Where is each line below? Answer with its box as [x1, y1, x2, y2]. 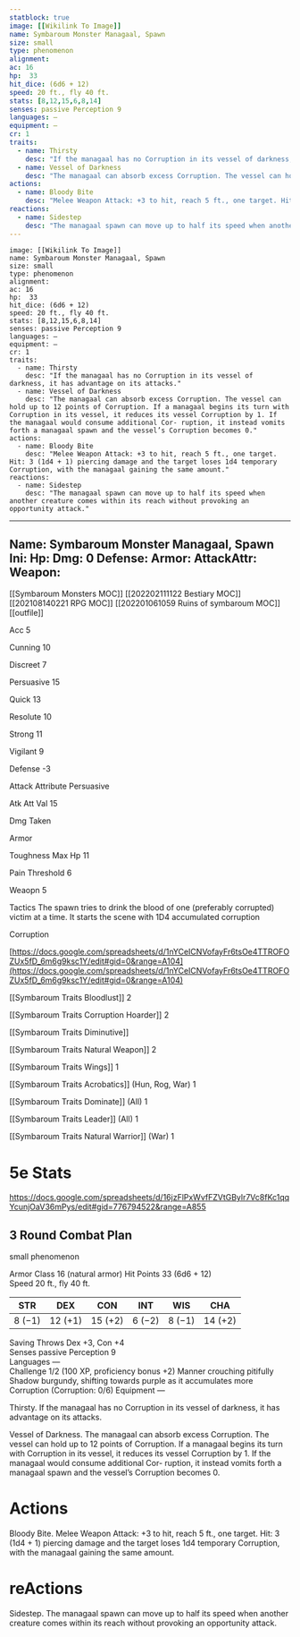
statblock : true [9, 13, 70, 22]
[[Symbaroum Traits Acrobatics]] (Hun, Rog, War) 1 [9, 1079, 196, 1090]
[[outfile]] [9, 608, 45, 618]
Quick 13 [9, 695, 42, 705]
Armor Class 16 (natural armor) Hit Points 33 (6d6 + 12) [9, 1268, 212, 1280]
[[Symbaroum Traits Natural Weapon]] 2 [9, 1044, 157, 1055]
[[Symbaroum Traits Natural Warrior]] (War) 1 [9, 1131, 175, 1142]
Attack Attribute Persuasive [9, 780, 110, 792]
